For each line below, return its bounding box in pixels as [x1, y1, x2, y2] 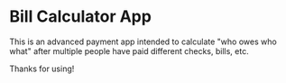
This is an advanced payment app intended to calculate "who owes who [9, 36, 277, 47]
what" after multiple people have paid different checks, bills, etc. [9, 45, 250, 56]
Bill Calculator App [9, 6, 152, 27]
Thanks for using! [9, 63, 75, 74]
